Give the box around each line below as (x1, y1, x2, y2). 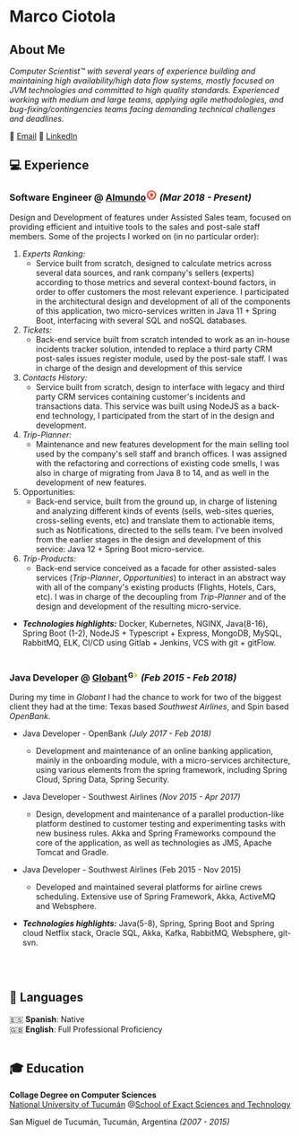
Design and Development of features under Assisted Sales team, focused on (9, 212, 292, 222)
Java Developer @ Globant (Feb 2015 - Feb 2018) (9, 671, 237, 683)
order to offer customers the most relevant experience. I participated (35, 286, 289, 297)
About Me (9, 42, 65, 57)
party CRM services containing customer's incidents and (35, 391, 246, 402)
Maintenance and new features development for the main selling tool (35, 438, 289, 449)
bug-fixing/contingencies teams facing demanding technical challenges (9, 104, 276, 114)
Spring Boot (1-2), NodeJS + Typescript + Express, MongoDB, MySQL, (21, 628, 283, 638)
